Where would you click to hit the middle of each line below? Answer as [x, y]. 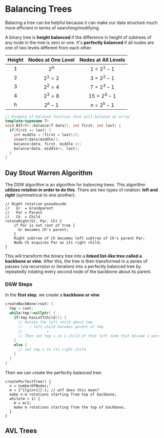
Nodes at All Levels [102, 60]
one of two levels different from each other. [49, 48]
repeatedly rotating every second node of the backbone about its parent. [78, 272]
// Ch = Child [23, 217]
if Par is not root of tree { [45, 226]
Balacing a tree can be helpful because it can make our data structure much [81, 23]
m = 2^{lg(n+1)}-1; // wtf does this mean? [54, 390]
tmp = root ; [22, 309]
